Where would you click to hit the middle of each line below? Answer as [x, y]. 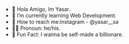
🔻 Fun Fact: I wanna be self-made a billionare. [67, 34]
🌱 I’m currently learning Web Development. [64, 15]
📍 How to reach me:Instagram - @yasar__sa [65, 22]
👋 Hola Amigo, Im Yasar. [41, 9]
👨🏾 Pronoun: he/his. [36, 28]
